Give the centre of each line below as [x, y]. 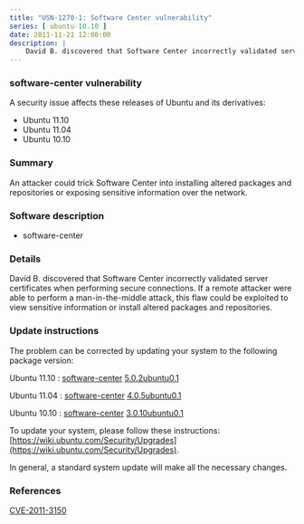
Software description [57, 215]
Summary [32, 163]
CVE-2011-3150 [38, 510]
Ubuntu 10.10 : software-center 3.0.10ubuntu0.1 [96, 413]
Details [25, 259]
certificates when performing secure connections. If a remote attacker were [151, 288]
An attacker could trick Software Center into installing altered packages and [151, 183]
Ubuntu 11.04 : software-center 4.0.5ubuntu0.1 [95, 395]
